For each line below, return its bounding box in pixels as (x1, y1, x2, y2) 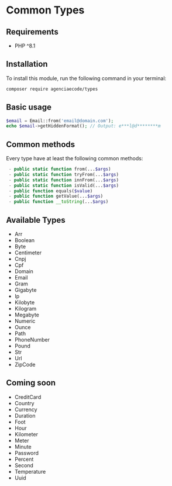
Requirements (6, 27, 59, 37)
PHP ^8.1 (14, 42, 36, 49)
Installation (6, 59, 48, 69)
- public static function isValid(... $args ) (8, 182, 119, 188)
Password (14, 449, 39, 456)
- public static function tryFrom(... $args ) (8, 171, 119, 177)
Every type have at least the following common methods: (6, 155, 143, 162)
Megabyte (14, 311, 40, 318)
